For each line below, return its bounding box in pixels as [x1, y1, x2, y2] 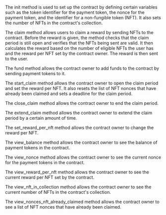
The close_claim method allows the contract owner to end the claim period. [5, 100, 159, 106]
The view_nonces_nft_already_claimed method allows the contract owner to [5, 199, 160, 205]
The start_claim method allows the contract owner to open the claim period [5, 80, 159, 86]
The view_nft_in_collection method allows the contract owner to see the [5, 184, 152, 190]
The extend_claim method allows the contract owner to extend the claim [5, 110, 153, 116]
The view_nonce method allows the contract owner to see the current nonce [5, 154, 162, 160]
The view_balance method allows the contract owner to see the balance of [5, 139, 158, 145]
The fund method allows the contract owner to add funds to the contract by [5, 65, 160, 71]
